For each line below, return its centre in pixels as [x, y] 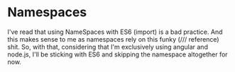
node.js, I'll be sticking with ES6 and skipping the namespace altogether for [118, 54]
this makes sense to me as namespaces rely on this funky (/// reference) [113, 39]
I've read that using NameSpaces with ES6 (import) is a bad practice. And [115, 32]
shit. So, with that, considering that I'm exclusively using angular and [108, 47]
